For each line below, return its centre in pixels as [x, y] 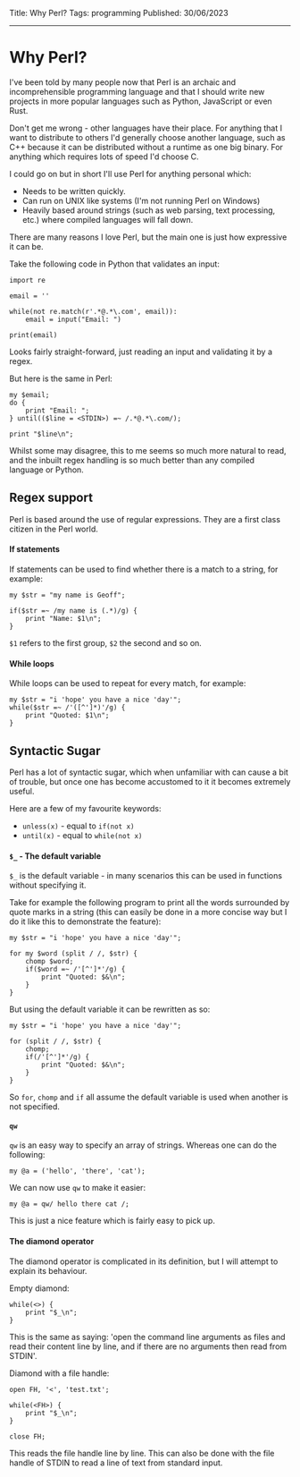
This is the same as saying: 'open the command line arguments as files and [147, 1337]
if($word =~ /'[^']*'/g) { [75, 970]
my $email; [29, 395]
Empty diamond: [39, 1288]
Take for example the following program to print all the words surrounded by [150, 903]
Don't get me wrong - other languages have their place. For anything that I [146, 128]
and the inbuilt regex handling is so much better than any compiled [132, 460]
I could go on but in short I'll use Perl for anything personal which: [130, 174]
